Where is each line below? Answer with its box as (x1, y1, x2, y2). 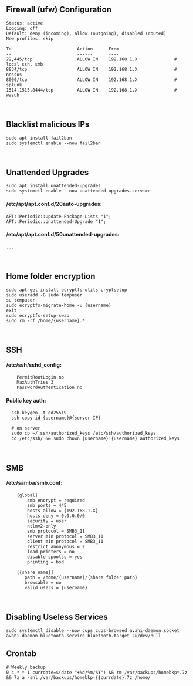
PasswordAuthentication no (16, 384, 83, 391)
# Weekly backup (6, 664, 46, 670)
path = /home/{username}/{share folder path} (24, 575, 138, 580)
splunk (6, 82, 22, 87)
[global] (16, 492, 38, 498)
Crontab (6, 648, 37, 659)
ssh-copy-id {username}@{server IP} (11, 415, 101, 421)
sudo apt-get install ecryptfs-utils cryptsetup (6, 287, 127, 293)
